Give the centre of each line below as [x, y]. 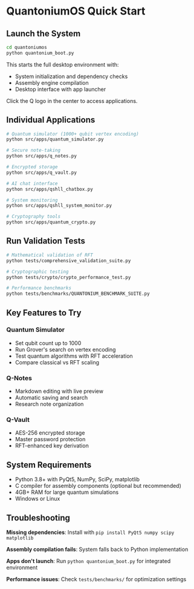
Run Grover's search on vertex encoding [65, 349]
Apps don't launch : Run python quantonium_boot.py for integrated [89, 561]
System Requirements [49, 465]
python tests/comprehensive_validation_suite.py [69, 261]
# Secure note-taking [34, 150]
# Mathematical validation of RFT [50, 255]
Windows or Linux [37, 499]
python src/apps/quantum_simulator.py [55, 140]
